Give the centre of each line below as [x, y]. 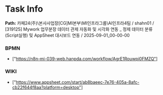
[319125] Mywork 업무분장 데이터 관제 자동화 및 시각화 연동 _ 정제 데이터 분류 [79, 29]
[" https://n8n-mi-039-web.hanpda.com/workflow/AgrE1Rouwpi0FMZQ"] [85, 59]
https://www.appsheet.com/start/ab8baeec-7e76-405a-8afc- [78, 82]
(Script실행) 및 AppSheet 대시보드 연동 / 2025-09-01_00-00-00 [67, 35]
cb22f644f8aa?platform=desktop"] [47, 87]
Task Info [24, 9]
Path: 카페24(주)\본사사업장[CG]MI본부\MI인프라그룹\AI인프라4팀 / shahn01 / [80, 23]
